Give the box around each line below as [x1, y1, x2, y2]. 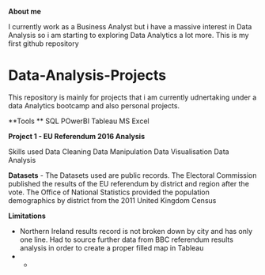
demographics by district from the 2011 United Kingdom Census [8, 195, 217, 205]
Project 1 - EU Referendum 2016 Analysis [8, 131, 145, 141]
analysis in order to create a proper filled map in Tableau [19, 243, 204, 252]
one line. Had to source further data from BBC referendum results [19, 235, 233, 244]
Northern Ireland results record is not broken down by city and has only [19, 226, 253, 235]
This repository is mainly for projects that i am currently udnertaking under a [8, 92, 257, 102]
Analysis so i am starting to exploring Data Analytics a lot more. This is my [8, 31, 249, 40]
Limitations [8, 211, 46, 220]
